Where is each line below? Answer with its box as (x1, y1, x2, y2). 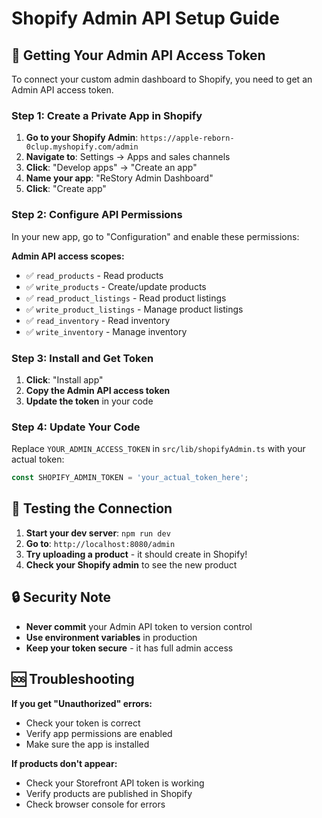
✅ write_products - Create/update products (25, 280, 207, 292)
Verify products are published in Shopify (25, 787, 193, 799)
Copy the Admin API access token (25, 384, 171, 396)
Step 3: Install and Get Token (11, 351, 154, 365)
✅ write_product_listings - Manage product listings (25, 303, 244, 315)
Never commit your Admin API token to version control (25, 620, 253, 632)
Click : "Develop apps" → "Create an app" (25, 162, 198, 174)
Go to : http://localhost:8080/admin (25, 537, 176, 549)
